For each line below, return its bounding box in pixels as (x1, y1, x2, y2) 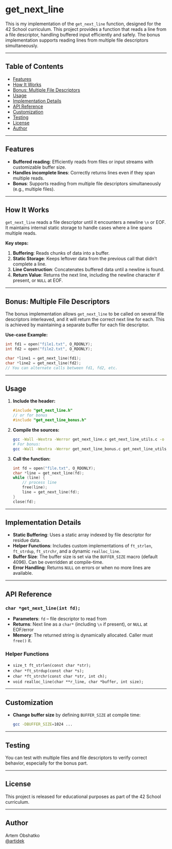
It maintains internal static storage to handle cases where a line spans (5, 225, 153, 231)
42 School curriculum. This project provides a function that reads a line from (5, 26, 167, 32)
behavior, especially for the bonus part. (5, 760, 88, 766)
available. (12, 570, 33, 576)
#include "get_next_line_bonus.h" (12, 418, 87, 423)
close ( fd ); (12, 499, 36, 504)
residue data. (12, 537, 41, 543)
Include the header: (12, 398, 56, 404)
